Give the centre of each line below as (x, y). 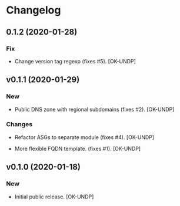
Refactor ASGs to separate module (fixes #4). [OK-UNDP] (84, 137)
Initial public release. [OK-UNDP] (54, 197)
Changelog (34, 10)
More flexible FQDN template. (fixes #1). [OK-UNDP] (78, 148)
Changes (19, 124)
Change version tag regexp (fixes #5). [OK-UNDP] (75, 61)
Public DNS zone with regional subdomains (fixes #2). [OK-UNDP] (94, 109)
